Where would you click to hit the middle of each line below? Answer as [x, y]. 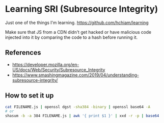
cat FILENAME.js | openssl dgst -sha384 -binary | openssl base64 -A [78, 107]
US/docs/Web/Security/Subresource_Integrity [59, 70]
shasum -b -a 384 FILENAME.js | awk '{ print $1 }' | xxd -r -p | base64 [82, 116]
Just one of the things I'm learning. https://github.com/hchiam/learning [77, 23]
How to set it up [29, 96]
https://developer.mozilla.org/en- [46, 64]
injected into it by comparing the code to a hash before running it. [71, 37]
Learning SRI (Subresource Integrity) [82, 9]
